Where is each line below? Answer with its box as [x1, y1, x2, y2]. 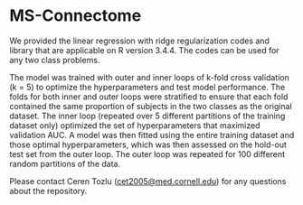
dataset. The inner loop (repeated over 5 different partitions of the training [9, 110, 286, 121]
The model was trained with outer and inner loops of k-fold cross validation [9, 71, 289, 82]
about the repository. [9, 185, 88, 196]
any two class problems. [9, 54, 100, 65]
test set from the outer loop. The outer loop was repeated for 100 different [9, 148, 286, 159]
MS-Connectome [9, 5, 142, 26]
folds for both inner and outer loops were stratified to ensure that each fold [9, 91, 289, 102]
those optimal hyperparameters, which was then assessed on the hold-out [9, 139, 288, 150]
